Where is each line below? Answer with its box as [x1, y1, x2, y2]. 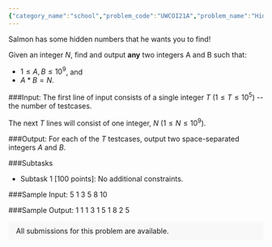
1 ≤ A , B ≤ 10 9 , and [19, 66, 83, 77]
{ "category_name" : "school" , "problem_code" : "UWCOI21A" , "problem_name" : [8, 11, 252, 20]
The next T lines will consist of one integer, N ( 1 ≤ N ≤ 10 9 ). [8, 117, 206, 128]
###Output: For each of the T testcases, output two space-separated [8, 134, 240, 143]
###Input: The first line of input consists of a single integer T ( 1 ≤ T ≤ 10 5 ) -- [8, 91, 264, 102]
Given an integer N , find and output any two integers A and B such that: [8, 49, 247, 59]
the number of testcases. [8, 100, 92, 110]
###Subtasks [8, 158, 53, 168]
